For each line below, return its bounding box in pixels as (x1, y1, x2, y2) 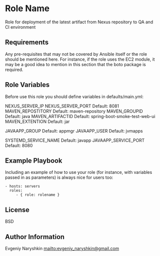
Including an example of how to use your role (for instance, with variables (5, 170, 152, 175)
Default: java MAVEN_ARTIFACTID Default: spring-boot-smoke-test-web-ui (5, 113, 156, 119)
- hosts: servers (5, 184, 40, 189)
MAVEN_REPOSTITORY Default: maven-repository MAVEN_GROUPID (5, 108, 143, 114)
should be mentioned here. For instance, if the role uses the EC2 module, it (5, 56, 155, 62)
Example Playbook (5, 156, 62, 165)
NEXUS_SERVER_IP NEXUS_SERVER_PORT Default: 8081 (5, 103, 119, 109)
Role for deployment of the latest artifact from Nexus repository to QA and (5, 19, 153, 25)
